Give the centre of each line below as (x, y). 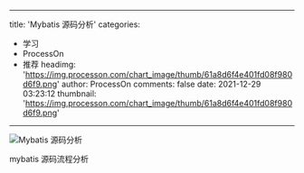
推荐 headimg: (49, 64)
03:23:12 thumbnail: (59, 94)
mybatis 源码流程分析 (49, 159)
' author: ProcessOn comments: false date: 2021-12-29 (159, 84)
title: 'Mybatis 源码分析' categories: (75, 24)
